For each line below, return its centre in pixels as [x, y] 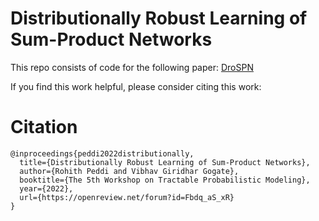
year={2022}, [46, 188]
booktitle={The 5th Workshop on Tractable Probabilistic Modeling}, [165, 180]
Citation [44, 127]
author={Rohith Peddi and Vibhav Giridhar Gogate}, [129, 171]
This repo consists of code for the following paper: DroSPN [132, 67]
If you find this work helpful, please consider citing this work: [136, 86]
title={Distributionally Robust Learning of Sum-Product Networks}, [165, 162]
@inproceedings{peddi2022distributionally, [102, 153]
